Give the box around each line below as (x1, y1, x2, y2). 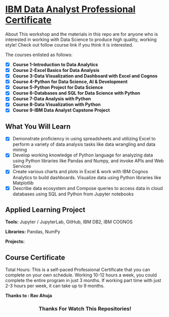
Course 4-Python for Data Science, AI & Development (12, 78, 128, 85)
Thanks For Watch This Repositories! (38, 305, 132, 312)
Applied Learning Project (5, 205, 86, 214)
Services (12, 163, 31, 169)
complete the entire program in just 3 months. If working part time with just (5, 278, 161, 284)
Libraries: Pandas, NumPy (5, 229, 61, 235)
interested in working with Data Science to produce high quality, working (5, 36, 157, 43)
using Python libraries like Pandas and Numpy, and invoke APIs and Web (12, 158, 164, 164)
